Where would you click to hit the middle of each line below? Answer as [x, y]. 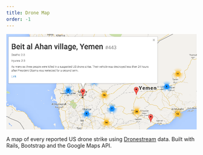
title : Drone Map [28, 13]
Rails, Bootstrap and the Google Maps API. [59, 145]
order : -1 [19, 19]
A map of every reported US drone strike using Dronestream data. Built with [101, 139]
